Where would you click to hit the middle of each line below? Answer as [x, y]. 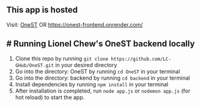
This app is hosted [42, 10]
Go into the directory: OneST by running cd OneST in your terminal [97, 71]
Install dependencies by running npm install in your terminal [92, 84]
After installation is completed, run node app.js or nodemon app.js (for [103, 91]
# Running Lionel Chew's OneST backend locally [101, 44]
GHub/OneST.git [35, 65]
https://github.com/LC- [141, 59]
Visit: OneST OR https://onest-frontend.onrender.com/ [75, 24]
